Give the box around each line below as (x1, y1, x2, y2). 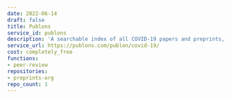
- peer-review (7, 61, 49, 68)
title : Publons (7, 23, 51, 30)
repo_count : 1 (7, 81, 49, 88)
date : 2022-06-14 (7, 10, 58, 17)
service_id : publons (7, 29, 67, 37)
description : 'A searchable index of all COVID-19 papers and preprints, (7, 36, 225, 43)
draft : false (7, 17, 45, 23)
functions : (7, 55, 39, 62)
